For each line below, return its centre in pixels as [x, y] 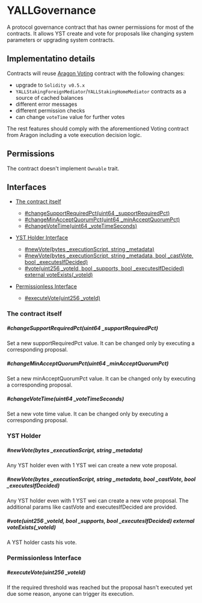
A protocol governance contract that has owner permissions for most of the [100, 27]
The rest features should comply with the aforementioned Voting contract [98, 128]
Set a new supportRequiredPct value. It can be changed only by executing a [101, 343]
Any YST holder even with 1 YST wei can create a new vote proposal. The [98, 501]
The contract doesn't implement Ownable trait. [63, 168]
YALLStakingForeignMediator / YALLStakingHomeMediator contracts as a [101, 91]
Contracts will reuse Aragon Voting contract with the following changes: [96, 73]
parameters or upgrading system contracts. [61, 40]
